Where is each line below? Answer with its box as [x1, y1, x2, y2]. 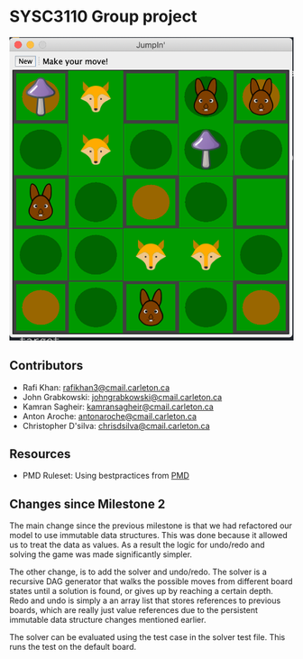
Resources [9, 446, 71, 462]
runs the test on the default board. [9, 642, 137, 653]
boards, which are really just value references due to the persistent [9, 605, 259, 616]
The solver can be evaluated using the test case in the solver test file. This [9, 632, 286, 643]
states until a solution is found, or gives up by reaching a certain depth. [9, 586, 273, 597]
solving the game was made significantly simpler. [9, 549, 192, 560]
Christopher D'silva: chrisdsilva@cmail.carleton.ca [22, 420, 210, 431]
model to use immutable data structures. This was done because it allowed [9, 530, 288, 541]
